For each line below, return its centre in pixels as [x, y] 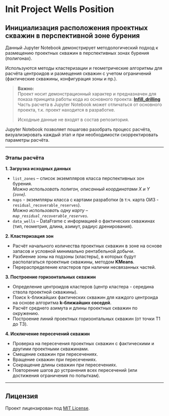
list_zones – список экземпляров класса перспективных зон [78, 178]
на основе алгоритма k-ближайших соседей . [62, 303]
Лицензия [22, 396]
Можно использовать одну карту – [50, 211]
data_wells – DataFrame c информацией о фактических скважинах [83, 221]
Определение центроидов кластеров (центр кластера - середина [83, 287]
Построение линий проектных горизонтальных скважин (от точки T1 [87, 319]
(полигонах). [19, 58]
